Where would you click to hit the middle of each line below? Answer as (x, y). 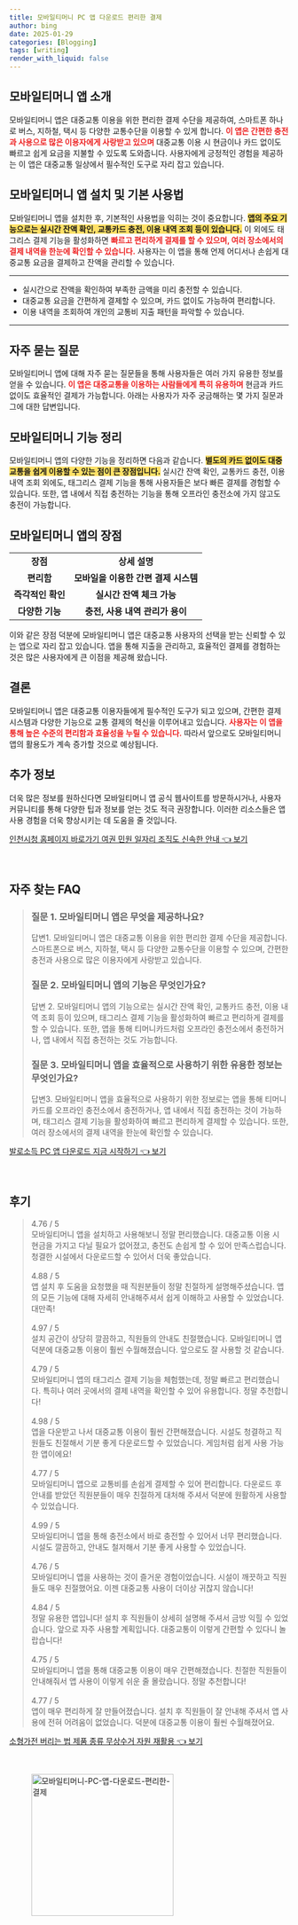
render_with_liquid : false (59, 59)
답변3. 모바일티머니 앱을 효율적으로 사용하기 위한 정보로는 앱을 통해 (147, 1099)
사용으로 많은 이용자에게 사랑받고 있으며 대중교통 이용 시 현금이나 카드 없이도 (150, 142)
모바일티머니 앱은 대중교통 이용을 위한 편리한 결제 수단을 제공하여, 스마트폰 (138, 120)
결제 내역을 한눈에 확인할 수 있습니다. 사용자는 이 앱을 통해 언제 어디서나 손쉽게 (144, 251)
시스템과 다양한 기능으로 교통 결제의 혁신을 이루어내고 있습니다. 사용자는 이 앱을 (146, 722)
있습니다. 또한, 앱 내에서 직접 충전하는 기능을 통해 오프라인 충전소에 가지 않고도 (145, 494)
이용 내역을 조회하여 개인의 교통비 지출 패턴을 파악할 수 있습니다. (133, 311)
